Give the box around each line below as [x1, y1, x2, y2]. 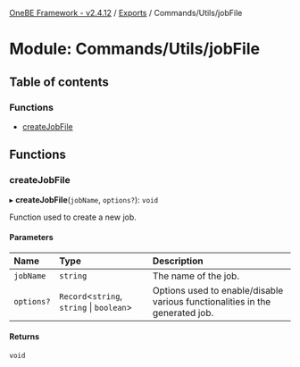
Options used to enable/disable [152, 284, 284, 296]
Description [152, 254, 204, 267]
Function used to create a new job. [9, 212, 137, 222]
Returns [9, 331, 40, 342]
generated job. [152, 306, 214, 319]
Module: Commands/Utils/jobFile [9, 39, 261, 59]
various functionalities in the [152, 295, 271, 307]
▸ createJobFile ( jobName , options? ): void [9, 194, 159, 204]
